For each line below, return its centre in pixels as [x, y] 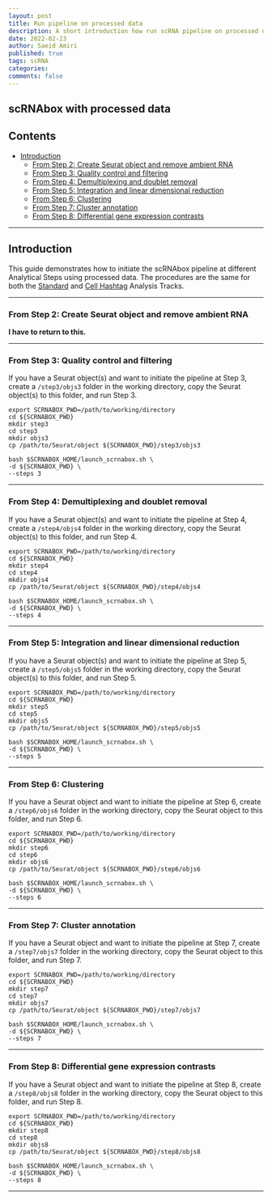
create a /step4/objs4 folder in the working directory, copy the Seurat [125, 528]
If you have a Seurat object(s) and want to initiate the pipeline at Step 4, [128, 519]
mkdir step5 [28, 706]
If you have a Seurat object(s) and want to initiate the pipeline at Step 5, [127, 660]
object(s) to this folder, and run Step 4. [73, 536]
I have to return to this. [47, 332]
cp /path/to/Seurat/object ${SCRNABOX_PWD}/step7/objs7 [104, 1011]
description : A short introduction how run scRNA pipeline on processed [134, 31]
